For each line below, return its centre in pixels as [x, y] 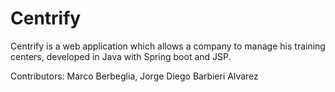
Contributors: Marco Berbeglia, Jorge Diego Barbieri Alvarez [134, 76]
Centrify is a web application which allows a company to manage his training [168, 46]
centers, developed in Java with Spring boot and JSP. [121, 56]
